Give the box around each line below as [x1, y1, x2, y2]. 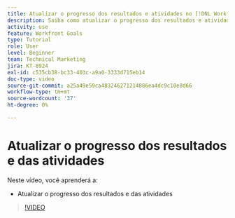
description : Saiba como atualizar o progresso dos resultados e [7, 17, 201, 24]
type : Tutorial [7, 36, 52, 43]
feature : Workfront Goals [7, 29, 83, 37]
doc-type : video [7, 75, 55, 83]
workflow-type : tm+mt [7, 88, 71, 95]
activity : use [7, 23, 49, 30]
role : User [7, 43, 39, 50]
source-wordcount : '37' [7, 95, 77, 102]
